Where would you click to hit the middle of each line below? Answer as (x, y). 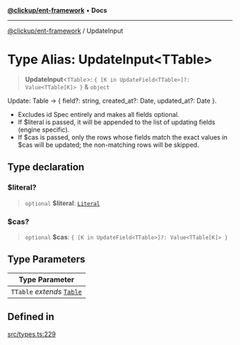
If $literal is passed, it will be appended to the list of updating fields (116, 122)
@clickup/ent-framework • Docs (57, 10)
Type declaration (46, 167)
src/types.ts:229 (31, 334)
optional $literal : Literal (62, 203)
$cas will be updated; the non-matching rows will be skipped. (108, 145)
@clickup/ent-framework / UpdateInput (65, 31)
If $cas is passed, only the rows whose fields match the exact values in (122, 137)
